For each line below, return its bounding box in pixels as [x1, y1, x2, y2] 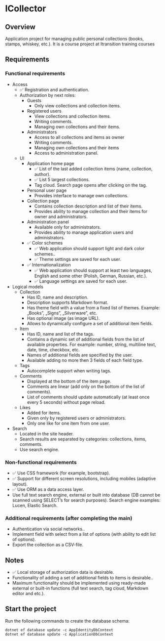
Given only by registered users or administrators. [27, 415, 127, 421]
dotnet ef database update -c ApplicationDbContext [5, 632, 113, 637]
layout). [12, 481, 28, 487]
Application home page [27, 160, 74, 166]
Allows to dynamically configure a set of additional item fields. [27, 320, 153, 326]
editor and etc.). [12, 591, 45, 597]
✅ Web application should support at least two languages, [34, 267, 153, 273]
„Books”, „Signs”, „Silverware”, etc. [27, 310, 98, 316]
